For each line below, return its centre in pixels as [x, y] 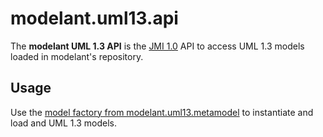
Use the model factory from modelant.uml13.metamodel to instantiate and [162, 112]
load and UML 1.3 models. [63, 123]
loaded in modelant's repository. [77, 56]
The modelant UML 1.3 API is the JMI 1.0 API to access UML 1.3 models [157, 46]
